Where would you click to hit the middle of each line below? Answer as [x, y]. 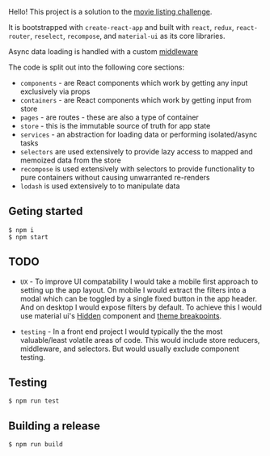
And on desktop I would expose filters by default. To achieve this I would [141, 307]
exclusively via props [55, 91]
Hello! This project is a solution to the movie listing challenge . [110, 12]
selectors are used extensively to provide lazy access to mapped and [136, 152]
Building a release [55, 426]
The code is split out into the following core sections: [96, 67]
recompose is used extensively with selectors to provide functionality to [137, 169]
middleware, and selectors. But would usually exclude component [130, 348]
